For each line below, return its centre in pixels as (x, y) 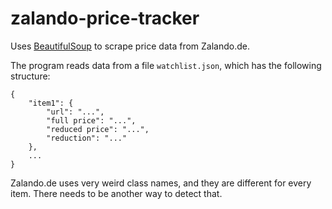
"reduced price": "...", (98, 129)
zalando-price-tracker (105, 18)
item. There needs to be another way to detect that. (116, 193)
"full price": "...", (91, 120)
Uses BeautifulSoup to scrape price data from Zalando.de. (130, 46)
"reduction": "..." (87, 138)
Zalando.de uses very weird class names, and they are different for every (161, 183)
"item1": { (51, 103)
